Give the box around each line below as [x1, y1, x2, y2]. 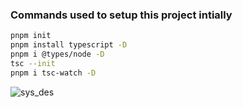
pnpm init [10, 31, 52, 41]
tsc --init [10, 58, 56, 68]
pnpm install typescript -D [10, 40, 128, 50]
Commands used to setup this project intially [10, 8, 233, 22]
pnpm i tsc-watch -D [10, 68, 97, 78]
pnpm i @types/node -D [10, 49, 105, 60]
